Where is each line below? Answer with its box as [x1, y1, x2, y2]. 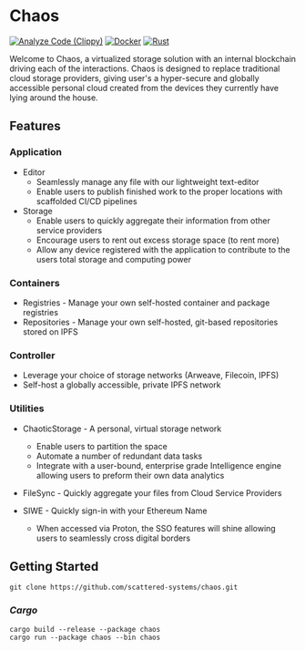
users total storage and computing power [36, 253, 192, 264]
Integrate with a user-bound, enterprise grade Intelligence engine [36, 460, 282, 470]
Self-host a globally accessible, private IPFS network [22, 379, 221, 390]
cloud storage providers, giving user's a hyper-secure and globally [9, 72, 259, 83]
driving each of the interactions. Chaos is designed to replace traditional [9, 63, 280, 74]
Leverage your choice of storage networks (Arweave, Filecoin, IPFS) [22, 370, 280, 381]
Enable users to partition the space [36, 440, 168, 451]
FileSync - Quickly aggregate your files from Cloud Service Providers [22, 487, 282, 498]
